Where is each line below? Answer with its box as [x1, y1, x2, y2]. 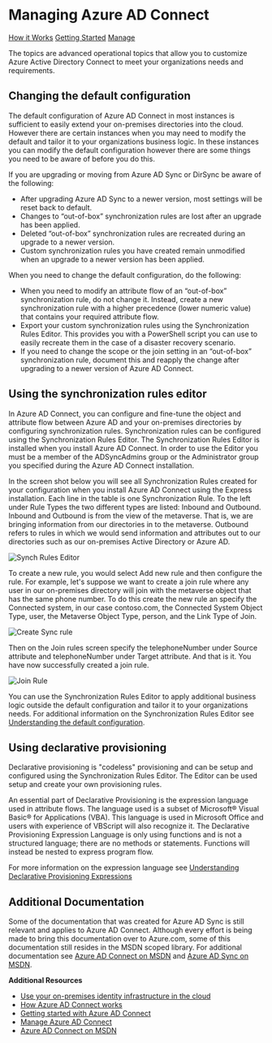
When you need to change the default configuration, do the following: [8, 270, 242, 279]
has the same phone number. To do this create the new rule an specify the [8, 594, 257, 604]
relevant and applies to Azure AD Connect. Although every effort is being [8, 925, 253, 935]
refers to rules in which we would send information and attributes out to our [8, 528, 261, 538]
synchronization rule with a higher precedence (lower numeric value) [19, 303, 252, 313]
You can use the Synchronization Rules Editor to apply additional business [8, 691, 257, 701]
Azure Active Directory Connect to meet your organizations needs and [8, 57, 244, 67]
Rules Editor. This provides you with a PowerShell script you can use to [19, 329, 258, 339]
